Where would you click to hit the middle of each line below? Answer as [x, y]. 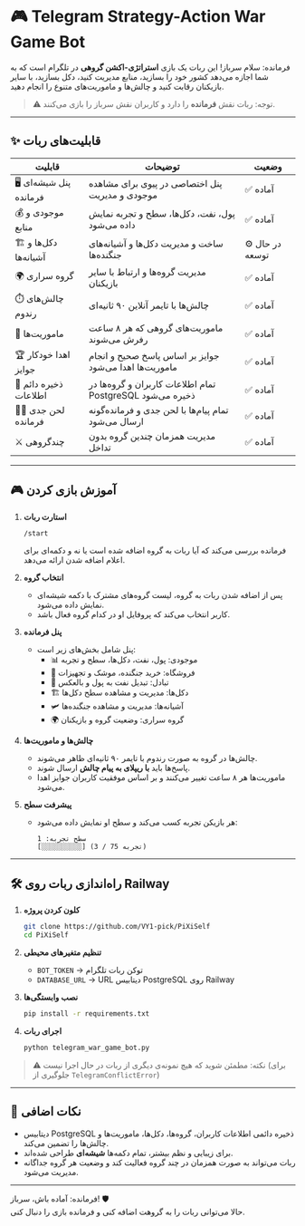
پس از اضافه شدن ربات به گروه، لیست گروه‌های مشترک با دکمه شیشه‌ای [160, 594]
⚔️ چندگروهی [40, 441]
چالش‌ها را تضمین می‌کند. [66, 1143]
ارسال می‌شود [116, 421]
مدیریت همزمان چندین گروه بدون [152, 436]
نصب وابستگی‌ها [51, 998]
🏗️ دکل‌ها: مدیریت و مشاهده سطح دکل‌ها [119, 692]
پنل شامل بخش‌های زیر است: [86, 649]
